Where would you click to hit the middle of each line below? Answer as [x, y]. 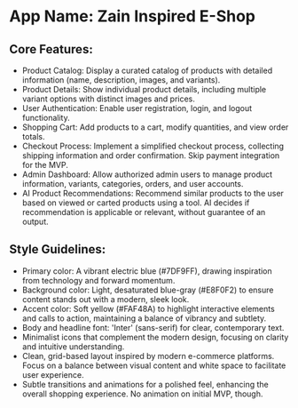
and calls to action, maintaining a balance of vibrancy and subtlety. [144, 318]
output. [35, 221]
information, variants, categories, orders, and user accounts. [133, 184]
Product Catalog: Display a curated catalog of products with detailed [147, 70]
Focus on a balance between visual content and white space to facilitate [154, 365]
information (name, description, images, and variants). [121, 80]
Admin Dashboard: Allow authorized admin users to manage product [147, 174]
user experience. [53, 374]
